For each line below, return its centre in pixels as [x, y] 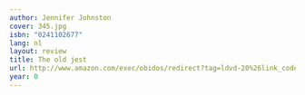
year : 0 [24, 77]
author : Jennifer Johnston [60, 18]
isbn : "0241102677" [46, 34]
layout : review [38, 52]
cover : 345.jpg [38, 26]
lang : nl [26, 43]
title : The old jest [49, 60]
